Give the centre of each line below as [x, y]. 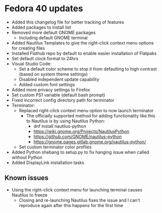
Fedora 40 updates [44, 9]
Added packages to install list [41, 27]
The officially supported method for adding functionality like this [91, 116]
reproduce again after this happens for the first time [71, 205]
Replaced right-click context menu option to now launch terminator [86, 110]
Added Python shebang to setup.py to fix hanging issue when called [80, 152]
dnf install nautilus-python [60, 126]
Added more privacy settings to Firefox [51, 90]
